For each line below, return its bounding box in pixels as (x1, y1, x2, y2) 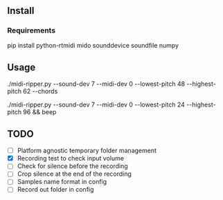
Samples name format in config (17, 178, 107, 186)
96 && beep (23, 108, 57, 116)
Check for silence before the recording (17, 162, 128, 170)
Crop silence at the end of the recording (17, 170, 132, 178)
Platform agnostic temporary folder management (17, 147, 157, 155)
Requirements (7, 26, 56, 35)
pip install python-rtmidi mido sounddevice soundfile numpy (7, 42, 179, 50)
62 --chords (23, 87, 58, 96)
